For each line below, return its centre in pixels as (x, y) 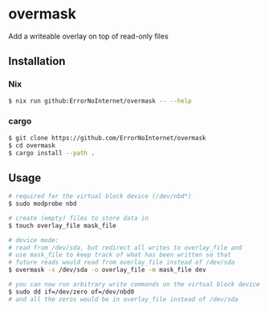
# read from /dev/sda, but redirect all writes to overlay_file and (125, 248)
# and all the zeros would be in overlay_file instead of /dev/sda (124, 299)
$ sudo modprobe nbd (43, 204)
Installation (37, 61)
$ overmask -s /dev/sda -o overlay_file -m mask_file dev (107, 270)
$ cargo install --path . (51, 153)
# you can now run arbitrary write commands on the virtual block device (134, 285)
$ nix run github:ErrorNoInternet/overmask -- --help (100, 101)
